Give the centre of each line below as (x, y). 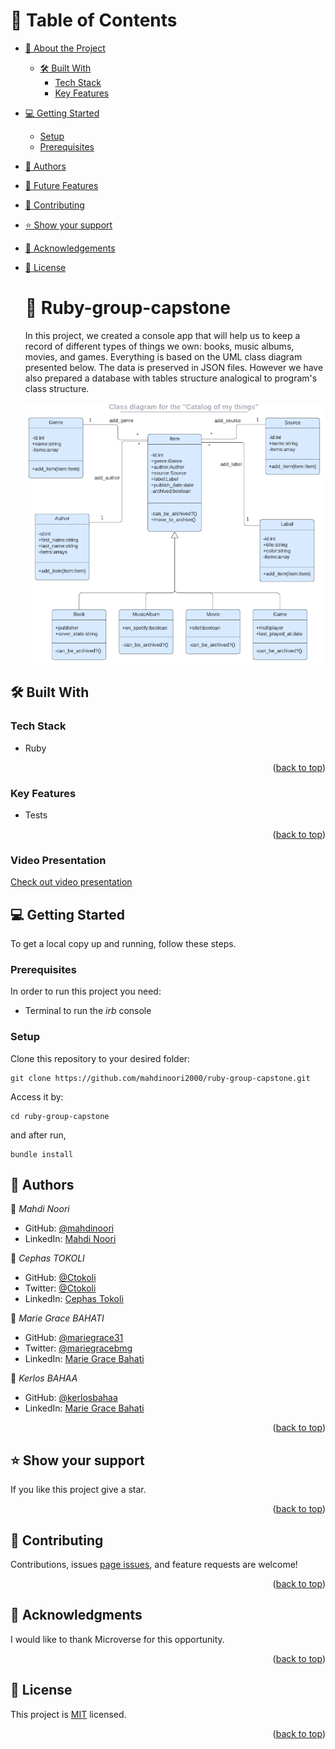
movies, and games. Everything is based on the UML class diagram (163, 356)
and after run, (38, 1135)
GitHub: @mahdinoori (69, 1228)
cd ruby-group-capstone (60, 1116)
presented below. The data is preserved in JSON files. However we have (174, 367)
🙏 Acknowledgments (76, 1615)
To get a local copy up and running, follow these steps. (123, 944)
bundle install (42, 1154)
